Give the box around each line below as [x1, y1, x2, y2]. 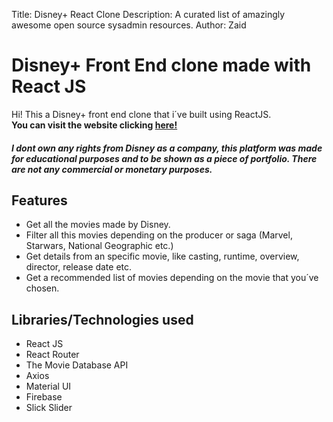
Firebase [25, 391, 63, 403]
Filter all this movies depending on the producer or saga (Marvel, [25, 229, 293, 241]
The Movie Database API [25, 359, 129, 371]
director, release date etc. [25, 261, 133, 273]
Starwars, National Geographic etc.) [25, 240, 174, 252]
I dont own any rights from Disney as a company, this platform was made [11, 142, 323, 154]
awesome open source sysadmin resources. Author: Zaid [11, 19, 247, 31]
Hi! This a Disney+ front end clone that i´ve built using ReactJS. [11, 108, 272, 120]
